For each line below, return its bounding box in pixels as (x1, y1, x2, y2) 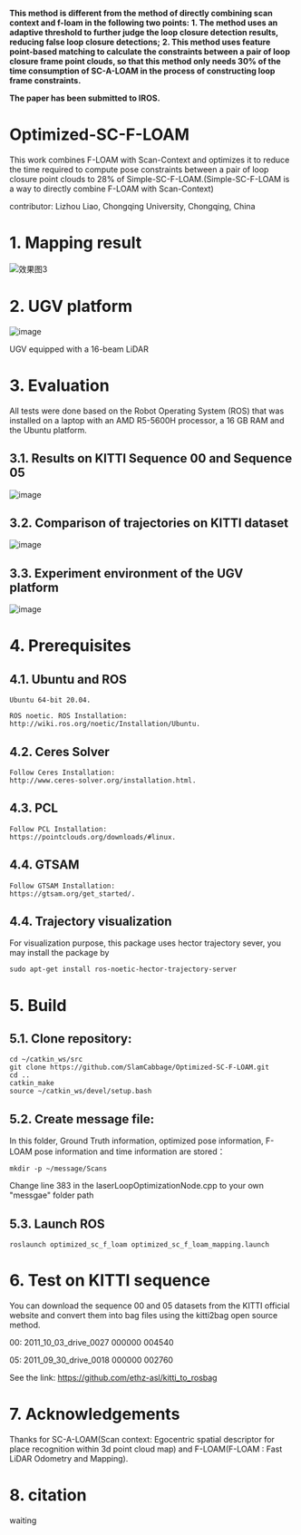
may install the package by (9, 947, 110, 958)
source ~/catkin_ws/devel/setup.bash (9, 1087, 152, 1096)
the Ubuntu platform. (9, 424, 88, 435)
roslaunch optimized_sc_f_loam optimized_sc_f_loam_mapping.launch (9, 1240, 270, 1249)
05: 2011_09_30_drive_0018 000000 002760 (9, 1355, 174, 1365)
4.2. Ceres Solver (9, 743, 111, 760)
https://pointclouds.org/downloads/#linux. (9, 832, 177, 841)
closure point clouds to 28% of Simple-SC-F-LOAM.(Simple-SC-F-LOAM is (9, 173, 290, 184)
